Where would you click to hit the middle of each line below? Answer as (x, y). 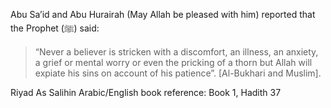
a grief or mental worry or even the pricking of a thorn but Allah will (173, 62)
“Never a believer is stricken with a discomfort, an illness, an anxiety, (176, 52)
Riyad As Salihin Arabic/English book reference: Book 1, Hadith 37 (146, 92)
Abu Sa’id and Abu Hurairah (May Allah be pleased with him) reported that (163, 14)
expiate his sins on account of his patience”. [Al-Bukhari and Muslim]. (178, 73)
